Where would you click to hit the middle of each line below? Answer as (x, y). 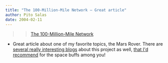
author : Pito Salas (26, 15)
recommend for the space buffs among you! (59, 55)
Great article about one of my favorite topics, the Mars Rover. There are (88, 44)
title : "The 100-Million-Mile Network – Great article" (66, 10)
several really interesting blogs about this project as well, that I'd (80, 50)
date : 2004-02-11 (24, 19)
